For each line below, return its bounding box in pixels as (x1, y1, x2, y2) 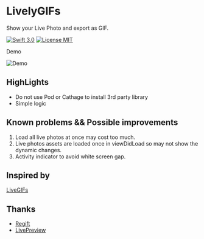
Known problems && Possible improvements (6, 117, 178, 128)
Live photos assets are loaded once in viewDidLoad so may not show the (15, 140, 199, 147)
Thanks (6, 204, 36, 214)
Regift (15, 220, 30, 227)
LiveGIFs (6, 186, 29, 194)
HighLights (6, 77, 49, 87)
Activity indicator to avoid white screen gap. (15, 153, 126, 160)
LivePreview (15, 226, 46, 234)
